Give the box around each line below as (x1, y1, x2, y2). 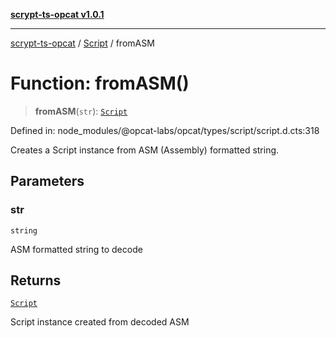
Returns (10, 272, 62, 289)
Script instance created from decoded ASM (10, 316, 190, 328)
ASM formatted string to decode (10, 243, 143, 255)
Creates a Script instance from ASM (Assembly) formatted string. (10, 144, 280, 156)
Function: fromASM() (10, 72, 190, 95)
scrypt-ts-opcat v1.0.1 (10, 9, 105, 20)
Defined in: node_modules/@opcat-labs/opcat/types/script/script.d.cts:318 (10, 124, 320, 136)
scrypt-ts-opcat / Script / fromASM (10, 37, 155, 49)
